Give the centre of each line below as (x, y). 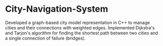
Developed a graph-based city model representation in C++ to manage (78, 23)
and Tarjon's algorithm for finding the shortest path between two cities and (82, 33)
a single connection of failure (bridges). (45, 38)
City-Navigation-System (57, 9)
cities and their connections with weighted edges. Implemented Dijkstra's (80, 27)
